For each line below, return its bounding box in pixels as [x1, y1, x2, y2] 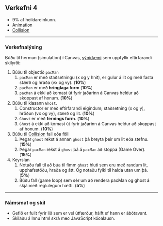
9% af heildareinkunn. [12, 16, 57, 22]
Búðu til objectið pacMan [12, 69, 59, 75]
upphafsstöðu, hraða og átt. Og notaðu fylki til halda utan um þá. [19, 167, 148, 173]
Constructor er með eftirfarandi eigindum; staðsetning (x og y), [19, 105, 145, 111]
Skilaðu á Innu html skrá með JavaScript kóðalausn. [12, 215, 115, 221]
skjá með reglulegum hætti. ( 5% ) [19, 183, 85, 189]
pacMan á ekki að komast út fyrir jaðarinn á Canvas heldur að [19, 90, 139, 96]
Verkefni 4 [5, 4, 38, 12]
